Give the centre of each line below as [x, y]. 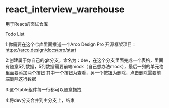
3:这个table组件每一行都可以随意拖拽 [43, 89]
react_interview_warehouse [65, 9]
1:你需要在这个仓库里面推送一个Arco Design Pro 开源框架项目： [71, 44]
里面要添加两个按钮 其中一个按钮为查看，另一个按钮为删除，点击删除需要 [81, 73]
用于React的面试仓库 [27, 24]
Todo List [15, 34]
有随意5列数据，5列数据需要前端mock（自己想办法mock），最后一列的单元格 [84, 66]
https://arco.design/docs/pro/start [41, 50]
